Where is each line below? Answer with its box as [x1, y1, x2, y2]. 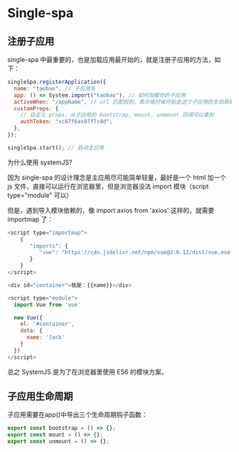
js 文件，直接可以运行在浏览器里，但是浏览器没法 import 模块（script [7, 182, 209, 190]
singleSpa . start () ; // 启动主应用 [7, 144, 105, 151]
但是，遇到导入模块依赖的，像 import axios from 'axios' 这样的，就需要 [7, 206, 215, 214]
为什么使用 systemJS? [7, 158, 73, 167]
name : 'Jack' [26, 334, 65, 341]
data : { [20, 327, 43, 335]
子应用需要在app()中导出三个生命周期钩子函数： [7, 411, 148, 419]
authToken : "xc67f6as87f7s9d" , [20, 118, 113, 125]
